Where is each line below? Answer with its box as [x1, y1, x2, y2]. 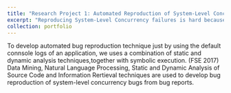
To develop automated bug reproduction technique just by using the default [7, 42, 221, 50]
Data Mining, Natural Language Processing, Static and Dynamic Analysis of [7, 63, 220, 72]
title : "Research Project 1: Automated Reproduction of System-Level [7, 10, 211, 17]
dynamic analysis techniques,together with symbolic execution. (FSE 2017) [7, 56, 219, 65]
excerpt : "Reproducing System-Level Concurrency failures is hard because [7, 17, 226, 23]
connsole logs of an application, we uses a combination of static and [7, 49, 201, 57]
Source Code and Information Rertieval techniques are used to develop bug [7, 71, 221, 79]
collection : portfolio [7, 23, 72, 30]
